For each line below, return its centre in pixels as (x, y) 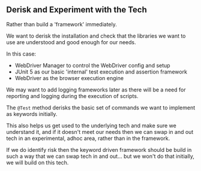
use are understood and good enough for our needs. (71, 42)
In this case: (21, 54)
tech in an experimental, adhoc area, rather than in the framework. (88, 138)
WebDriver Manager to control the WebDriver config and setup (92, 65)
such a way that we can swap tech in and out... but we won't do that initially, (100, 156)
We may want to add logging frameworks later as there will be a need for (96, 90)
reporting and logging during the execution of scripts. (72, 96)
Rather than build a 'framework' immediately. (61, 24)
